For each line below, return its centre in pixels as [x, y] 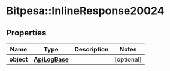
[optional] [128, 59]
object [19, 59]
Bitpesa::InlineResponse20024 [85, 11]
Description [92, 49]
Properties [26, 33]
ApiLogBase [51, 59]
